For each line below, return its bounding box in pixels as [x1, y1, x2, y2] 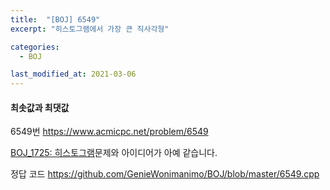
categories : [10, 42, 60, 52]
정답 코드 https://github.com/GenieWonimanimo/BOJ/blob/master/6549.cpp [10, 168, 320, 180]
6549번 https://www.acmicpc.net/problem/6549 [10, 126, 209, 138]
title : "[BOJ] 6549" [10, 14, 101, 25]
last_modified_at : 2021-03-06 [10, 69, 137, 80]
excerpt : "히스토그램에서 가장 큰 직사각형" [10, 24, 170, 34]
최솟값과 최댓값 [10, 101, 70, 113]
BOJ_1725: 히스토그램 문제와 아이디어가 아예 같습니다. [10, 147, 218, 159]
